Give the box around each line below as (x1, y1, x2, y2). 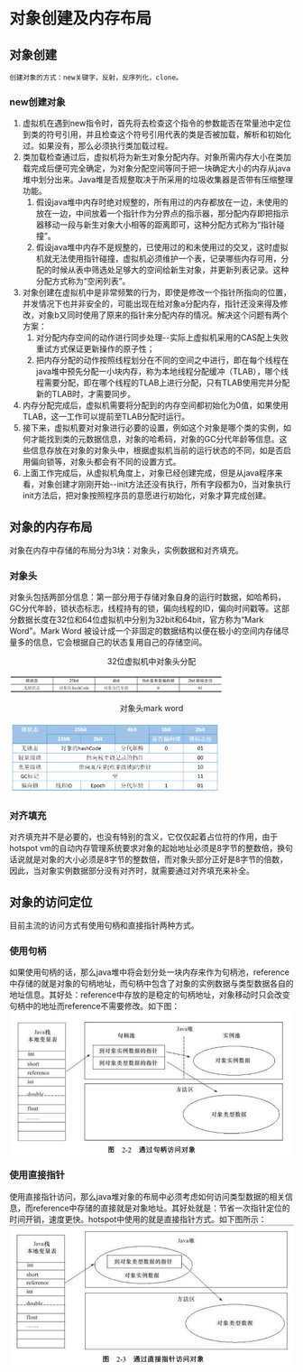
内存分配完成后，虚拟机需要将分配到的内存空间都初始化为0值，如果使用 (22, 400, 289, 411)
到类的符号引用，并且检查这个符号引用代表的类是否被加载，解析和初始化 (22, 129, 291, 140)
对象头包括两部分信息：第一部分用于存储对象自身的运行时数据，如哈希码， (9, 592, 286, 603)
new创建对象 (9, 96, 66, 108)
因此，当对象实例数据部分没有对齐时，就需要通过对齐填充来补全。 (9, 866, 254, 876)
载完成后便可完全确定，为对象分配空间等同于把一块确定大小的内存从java (22, 163, 291, 174)
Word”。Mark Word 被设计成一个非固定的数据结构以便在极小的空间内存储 (9, 626, 281, 636)
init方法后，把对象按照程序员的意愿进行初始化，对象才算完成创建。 (22, 490, 271, 501)
